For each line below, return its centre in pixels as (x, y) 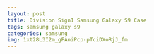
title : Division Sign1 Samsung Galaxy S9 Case (77, 20)
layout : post (26, 14)
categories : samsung (38, 33)
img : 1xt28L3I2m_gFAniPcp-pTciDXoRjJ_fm (68, 40)
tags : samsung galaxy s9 (44, 27)
